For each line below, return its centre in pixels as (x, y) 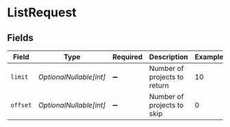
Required (128, 57)
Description (169, 57)
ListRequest (42, 13)
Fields (21, 38)
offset (21, 105)
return (159, 85)
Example (209, 57)
